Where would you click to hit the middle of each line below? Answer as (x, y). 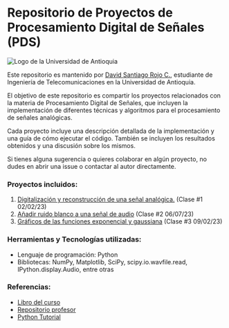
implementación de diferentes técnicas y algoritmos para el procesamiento (114, 110)
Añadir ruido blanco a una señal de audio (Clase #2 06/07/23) (106, 214)
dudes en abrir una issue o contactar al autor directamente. (92, 166)
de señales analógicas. (40, 117)
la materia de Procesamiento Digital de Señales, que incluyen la (98, 102)
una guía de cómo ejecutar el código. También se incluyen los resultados (111, 138)
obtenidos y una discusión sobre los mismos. (72, 145)
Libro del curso (39, 302)
